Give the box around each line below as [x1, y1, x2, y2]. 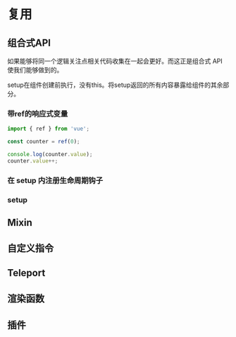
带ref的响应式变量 [7, 109, 68, 119]
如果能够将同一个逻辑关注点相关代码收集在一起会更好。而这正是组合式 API [7, 57, 223, 65]
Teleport [7, 266, 46, 279]
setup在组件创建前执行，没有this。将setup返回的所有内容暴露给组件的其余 [7, 81, 223, 89]
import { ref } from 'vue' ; [7, 125, 90, 133]
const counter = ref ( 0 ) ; [7, 138, 80, 146]
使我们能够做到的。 [7, 66, 63, 74]
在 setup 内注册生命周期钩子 [7, 175, 104, 185]
